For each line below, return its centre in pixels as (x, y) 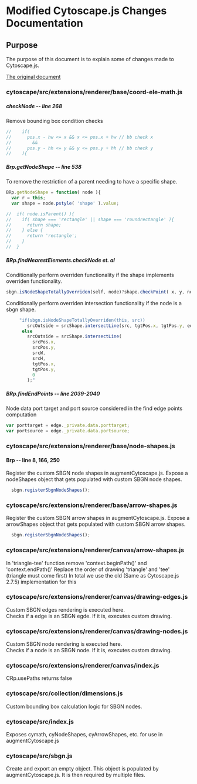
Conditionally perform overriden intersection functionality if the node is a (94, 303)
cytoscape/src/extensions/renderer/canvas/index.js (83, 666)
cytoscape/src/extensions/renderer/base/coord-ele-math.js (94, 92)
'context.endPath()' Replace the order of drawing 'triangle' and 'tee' (88, 569)
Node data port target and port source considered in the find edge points (94, 408)
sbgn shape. (21, 309)
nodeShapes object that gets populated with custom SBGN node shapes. (94, 479)
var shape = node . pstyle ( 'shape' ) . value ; (65, 203)
